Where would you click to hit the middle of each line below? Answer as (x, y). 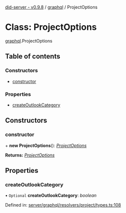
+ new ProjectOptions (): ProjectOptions (46, 145)
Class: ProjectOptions (51, 27)
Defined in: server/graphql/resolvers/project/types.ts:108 (63, 205)
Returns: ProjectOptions (30, 155)
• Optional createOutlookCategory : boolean (51, 196)
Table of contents (33, 56)
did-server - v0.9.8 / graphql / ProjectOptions (51, 7)
